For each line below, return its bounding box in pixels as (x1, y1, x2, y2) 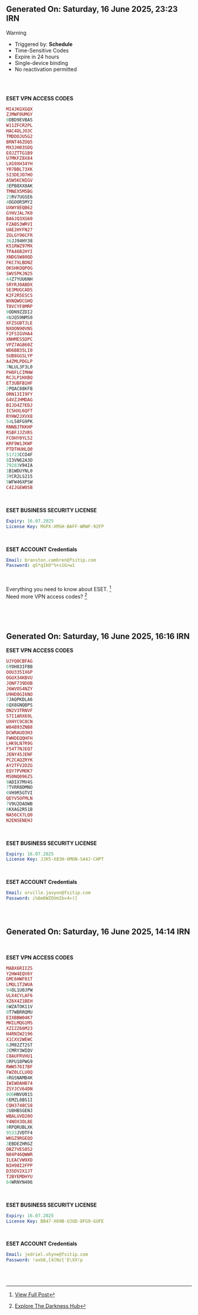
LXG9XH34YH (6, 161, 33, 167)
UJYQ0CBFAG (6, 658, 33, 664)
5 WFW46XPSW (6, 479, 33, 485)
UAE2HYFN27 (6, 227, 33, 232)
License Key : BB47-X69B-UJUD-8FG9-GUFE (6, 1218, 104, 1224)
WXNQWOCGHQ (6, 298, 33, 304)
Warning (6, 29, 27, 36)
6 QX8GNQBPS (6, 702, 33, 709)
